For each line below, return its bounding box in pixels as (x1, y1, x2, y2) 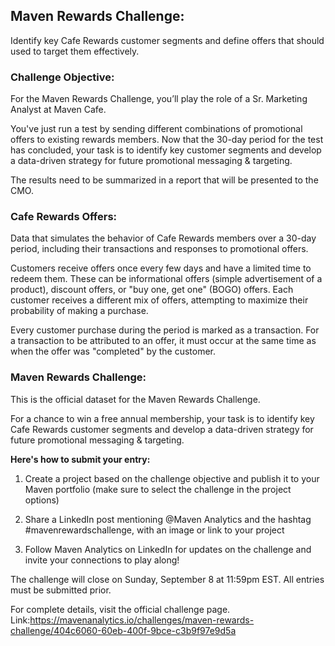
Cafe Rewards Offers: (10, 210, 118, 224)
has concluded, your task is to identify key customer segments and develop (10, 144, 322, 156)
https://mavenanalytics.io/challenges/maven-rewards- (29, 614, 255, 626)
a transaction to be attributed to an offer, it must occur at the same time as (10, 335, 317, 347)
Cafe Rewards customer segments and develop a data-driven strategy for (10, 423, 314, 435)
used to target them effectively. (10, 45, 140, 57)
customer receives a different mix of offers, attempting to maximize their (10, 294, 309, 306)
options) (24, 494, 60, 506)
